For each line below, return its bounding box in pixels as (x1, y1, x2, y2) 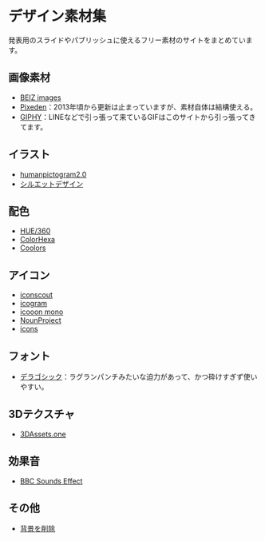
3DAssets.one (19, 429, 66, 439)
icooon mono (19, 307, 64, 316)
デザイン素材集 (8, 7, 107, 26)
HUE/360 (19, 226, 51, 236)
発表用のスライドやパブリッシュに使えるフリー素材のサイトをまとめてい (8, 35, 246, 45)
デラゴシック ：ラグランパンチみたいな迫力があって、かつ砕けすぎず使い (19, 372, 258, 381)
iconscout (19, 290, 53, 300)
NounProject (19, 316, 61, 325)
